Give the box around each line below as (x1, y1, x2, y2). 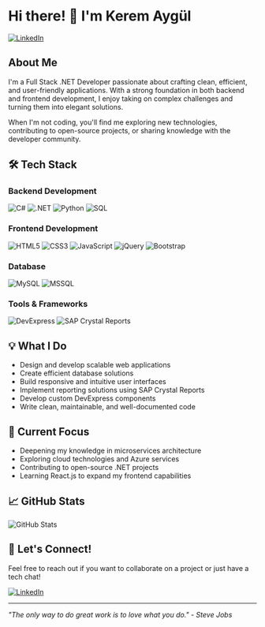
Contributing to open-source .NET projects (19, 462, 159, 472)
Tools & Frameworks (8, 298, 88, 309)
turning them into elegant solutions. (8, 102, 124, 111)
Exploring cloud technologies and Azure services (19, 453, 180, 464)
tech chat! (8, 572, 41, 581)
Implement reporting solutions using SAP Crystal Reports (19, 386, 205, 395)
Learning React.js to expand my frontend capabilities (19, 471, 192, 480)
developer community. (8, 134, 81, 144)
